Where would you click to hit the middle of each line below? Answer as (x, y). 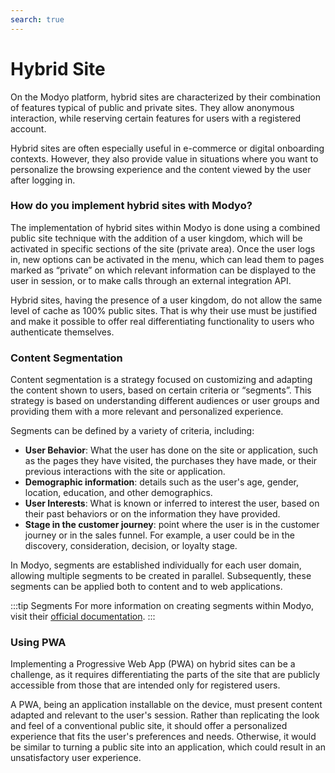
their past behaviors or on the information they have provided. (152, 514)
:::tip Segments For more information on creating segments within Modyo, (162, 606)
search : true (37, 19)
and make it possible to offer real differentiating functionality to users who (162, 321)
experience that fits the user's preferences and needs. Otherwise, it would (163, 737)
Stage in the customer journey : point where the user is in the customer (172, 525)
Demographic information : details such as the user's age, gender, (162, 482)
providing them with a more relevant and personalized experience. (147, 412)
